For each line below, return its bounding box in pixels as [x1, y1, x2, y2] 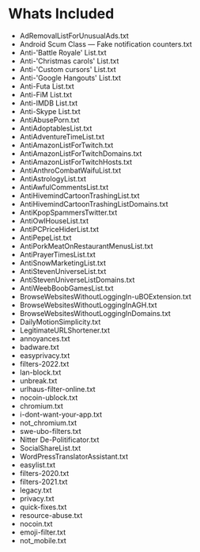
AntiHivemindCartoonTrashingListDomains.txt [19, 199, 168, 208]
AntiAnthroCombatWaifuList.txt [19, 166, 121, 175]
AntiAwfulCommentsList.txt [19, 182, 109, 192]
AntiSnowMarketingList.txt [19, 258, 107, 268]
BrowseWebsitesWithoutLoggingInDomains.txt [19, 308, 172, 318]
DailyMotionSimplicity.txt [19, 317, 101, 326]
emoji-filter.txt [19, 527, 66, 537]
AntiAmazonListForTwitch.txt [19, 140, 114, 150]
